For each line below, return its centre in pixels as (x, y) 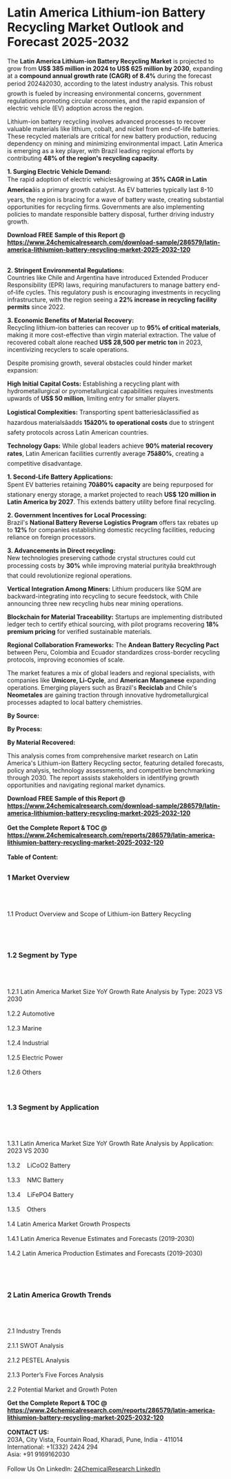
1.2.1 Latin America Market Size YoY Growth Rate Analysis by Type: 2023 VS (115, 991)
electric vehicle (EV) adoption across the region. (76, 108)
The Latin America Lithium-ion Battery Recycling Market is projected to (111, 61)
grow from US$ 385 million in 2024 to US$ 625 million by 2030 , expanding (115, 68)
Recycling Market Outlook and (96, 27)
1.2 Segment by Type (42, 955)
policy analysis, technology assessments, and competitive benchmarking (111, 770)
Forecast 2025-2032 (68, 42)
